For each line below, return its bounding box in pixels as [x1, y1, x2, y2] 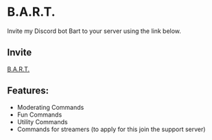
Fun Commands [16, 110, 62, 119]
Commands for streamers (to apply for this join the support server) [16, 125, 206, 133]
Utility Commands [16, 117, 68, 126]
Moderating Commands [16, 103, 84, 111]
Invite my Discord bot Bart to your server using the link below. [7, 27, 182, 35]
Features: [7, 85, 49, 97]
